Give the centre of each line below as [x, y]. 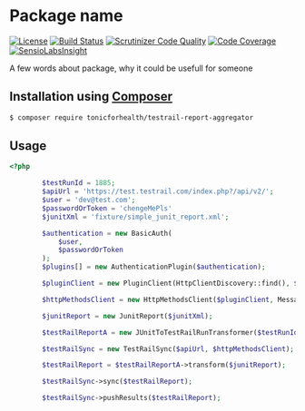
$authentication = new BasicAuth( [107, 233]
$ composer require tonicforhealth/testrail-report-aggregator [132, 117]
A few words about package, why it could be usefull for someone [131, 68]
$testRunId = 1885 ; [79, 183]
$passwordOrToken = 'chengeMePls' [107, 208]
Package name [66, 16]
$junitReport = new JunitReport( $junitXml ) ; [128, 316]
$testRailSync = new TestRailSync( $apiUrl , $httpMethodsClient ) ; [168, 349]
